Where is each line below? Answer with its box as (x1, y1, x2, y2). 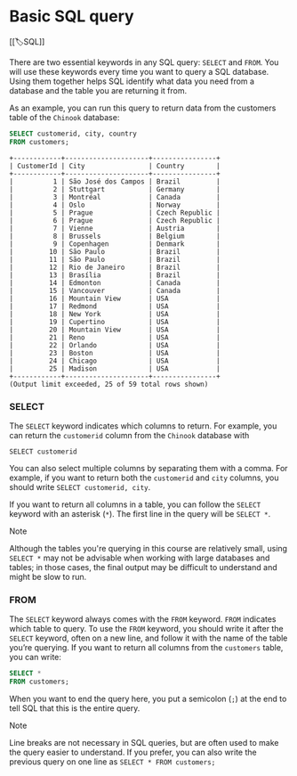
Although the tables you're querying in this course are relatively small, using (9, 543, 287, 553)
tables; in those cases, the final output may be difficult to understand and (9, 561, 277, 572)
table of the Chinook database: (9, 111, 120, 122)
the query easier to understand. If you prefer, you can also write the (9, 747, 257, 758)
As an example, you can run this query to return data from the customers (9, 102, 277, 113)
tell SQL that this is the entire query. (9, 703, 140, 714)
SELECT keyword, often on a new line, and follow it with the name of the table (9, 633, 288, 643)
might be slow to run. (9, 571, 87, 582)
